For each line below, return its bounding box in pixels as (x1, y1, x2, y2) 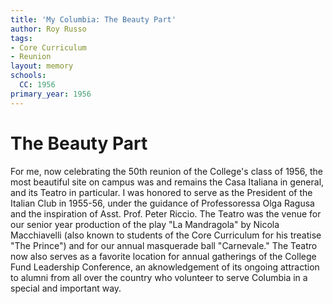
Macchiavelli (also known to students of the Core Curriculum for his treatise (10, 229, 322, 241)
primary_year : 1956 (10, 89, 92, 99)
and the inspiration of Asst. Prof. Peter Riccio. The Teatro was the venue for (10, 207, 322, 220)
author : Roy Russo (10, 24, 87, 34)
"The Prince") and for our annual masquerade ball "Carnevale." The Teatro (10, 239, 318, 251)
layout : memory (10, 61, 74, 71)
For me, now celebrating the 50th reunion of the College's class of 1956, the (10, 165, 324, 177)
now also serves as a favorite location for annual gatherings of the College (10, 250, 317, 262)
